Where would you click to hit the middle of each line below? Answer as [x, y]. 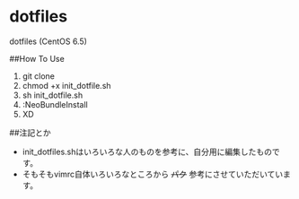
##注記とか [30, 133]
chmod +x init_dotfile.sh [66, 85]
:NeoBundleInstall [55, 104]
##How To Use [37, 58]
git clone [39, 76]
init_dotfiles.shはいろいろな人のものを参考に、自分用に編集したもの [147, 151]
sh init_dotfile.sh [53, 95]
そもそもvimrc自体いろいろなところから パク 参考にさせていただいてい [153, 174]
